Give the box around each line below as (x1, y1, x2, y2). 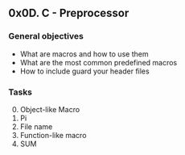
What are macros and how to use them (19, 48, 149, 59)
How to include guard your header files (19, 66, 150, 76)
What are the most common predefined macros (19, 57, 178, 67)
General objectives (8, 31, 84, 42)
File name (19, 121, 53, 132)
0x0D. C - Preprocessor (8, 6, 129, 20)
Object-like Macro (19, 104, 80, 114)
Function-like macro (19, 130, 87, 140)
